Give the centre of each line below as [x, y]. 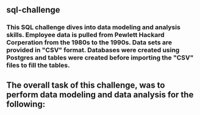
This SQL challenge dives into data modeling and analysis [94, 27]
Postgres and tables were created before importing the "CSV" [100, 58]
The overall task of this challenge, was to [86, 85]
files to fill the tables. [38, 65]
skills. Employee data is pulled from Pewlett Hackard [85, 35]
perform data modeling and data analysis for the [100, 95]
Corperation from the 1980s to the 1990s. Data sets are [89, 43]
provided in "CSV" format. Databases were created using [93, 50]
